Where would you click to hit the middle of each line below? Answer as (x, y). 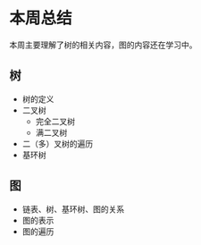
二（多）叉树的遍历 (58, 143)
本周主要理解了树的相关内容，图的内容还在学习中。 (103, 45)
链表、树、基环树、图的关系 (73, 209)
